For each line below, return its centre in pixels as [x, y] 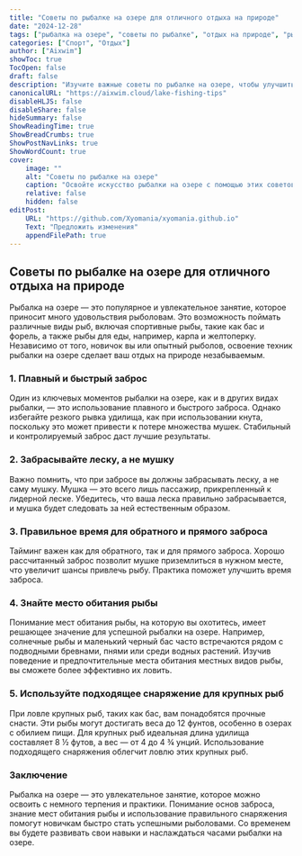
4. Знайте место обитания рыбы [84, 603]
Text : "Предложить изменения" [82, 227]
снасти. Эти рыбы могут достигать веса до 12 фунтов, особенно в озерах [151, 723]
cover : [22, 160]
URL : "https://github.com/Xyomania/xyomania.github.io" [133, 218]
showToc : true [36, 59]
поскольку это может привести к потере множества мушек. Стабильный [150, 427]
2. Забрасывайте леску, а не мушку [92, 460]
